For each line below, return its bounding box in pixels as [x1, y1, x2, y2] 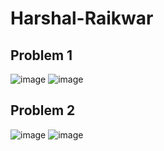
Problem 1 [10, 47, 73, 64]
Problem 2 [10, 102, 76, 119]
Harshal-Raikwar [10, 7, 154, 30]
